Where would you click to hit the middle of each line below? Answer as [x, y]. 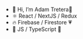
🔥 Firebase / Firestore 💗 [42, 22]
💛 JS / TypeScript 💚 [37, 29]
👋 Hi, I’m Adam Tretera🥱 [42, 9]
